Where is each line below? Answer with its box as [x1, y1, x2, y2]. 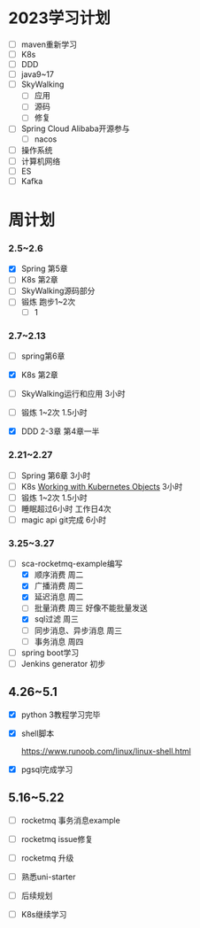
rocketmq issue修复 [20, 833, 94, 844]
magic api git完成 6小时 [20, 514, 107, 525]
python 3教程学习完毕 [20, 709, 101, 720]
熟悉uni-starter [20, 871, 76, 882]
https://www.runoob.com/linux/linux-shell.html [20, 746, 191, 756]
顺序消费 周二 [34, 569, 84, 580]
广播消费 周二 [34, 581, 84, 592]
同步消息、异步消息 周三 [34, 625, 123, 636]
